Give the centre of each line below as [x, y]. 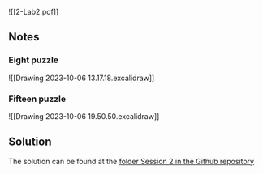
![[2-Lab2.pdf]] [34, 12]
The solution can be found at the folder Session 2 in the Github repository [131, 161]
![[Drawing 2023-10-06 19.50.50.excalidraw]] [84, 116]
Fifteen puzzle [37, 99]
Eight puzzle [34, 60]
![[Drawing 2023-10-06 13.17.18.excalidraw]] [82, 78]
